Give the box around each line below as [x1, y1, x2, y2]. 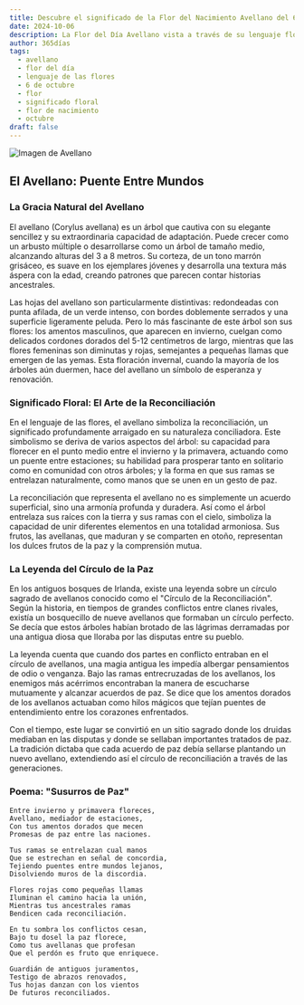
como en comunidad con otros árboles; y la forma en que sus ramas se [9, 464, 275, 475]
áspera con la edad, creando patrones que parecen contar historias [9, 269, 261, 281]
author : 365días [9, 38, 71, 48]
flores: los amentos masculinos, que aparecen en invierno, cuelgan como [9, 325, 282, 336]
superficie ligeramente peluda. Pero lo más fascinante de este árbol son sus [9, 316, 293, 327]
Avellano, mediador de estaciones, [9, 814, 144, 823]
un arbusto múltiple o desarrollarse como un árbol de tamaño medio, [9, 241, 265, 252]
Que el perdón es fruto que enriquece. [9, 948, 160, 958]
